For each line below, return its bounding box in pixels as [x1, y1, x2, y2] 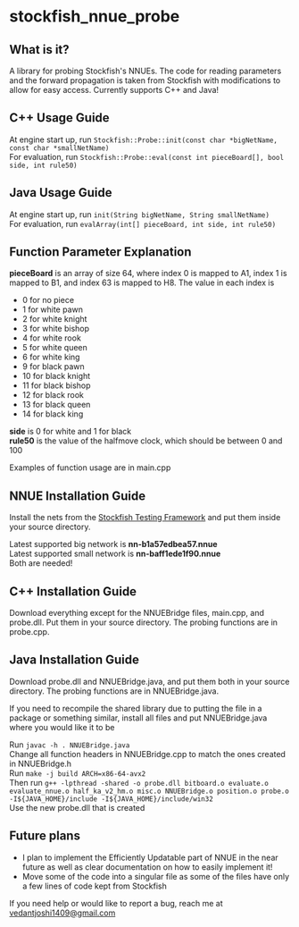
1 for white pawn [21, 304, 83, 315]
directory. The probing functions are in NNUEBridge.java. [9, 686, 220, 696]
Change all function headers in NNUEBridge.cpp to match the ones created [9, 748, 286, 759]
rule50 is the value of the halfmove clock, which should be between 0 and [9, 435, 283, 446]
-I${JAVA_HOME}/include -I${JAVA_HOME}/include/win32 [9, 794, 214, 804]
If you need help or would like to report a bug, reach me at [9, 898, 223, 908]
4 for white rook [21, 333, 82, 343]
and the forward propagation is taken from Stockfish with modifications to [9, 75, 281, 86]
